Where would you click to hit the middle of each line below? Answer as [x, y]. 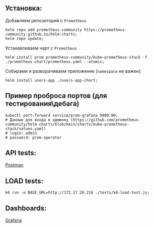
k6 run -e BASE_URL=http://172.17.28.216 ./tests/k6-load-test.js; [78, 193]
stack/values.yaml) [26, 128]
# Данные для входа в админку [37, 120]
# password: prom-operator [33, 138]
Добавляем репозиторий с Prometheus [46, 20]
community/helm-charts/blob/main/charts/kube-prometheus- [67, 124]
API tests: [21, 153]
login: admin [23, 133]
